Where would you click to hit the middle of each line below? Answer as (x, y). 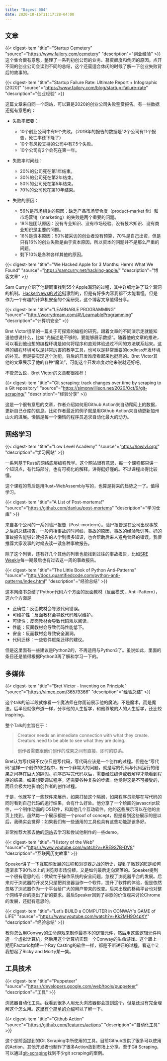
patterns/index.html (25, 581)
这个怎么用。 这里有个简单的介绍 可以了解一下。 (57, 1009)
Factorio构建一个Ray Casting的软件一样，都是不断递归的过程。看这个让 (87, 945)
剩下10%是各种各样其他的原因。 (52, 254)
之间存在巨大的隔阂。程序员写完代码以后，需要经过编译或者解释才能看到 (83, 774)
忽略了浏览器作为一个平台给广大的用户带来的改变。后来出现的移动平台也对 (81, 889)
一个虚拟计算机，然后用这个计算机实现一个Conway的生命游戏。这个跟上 (83, 939)
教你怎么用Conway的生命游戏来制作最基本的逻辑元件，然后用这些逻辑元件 (81, 933)
